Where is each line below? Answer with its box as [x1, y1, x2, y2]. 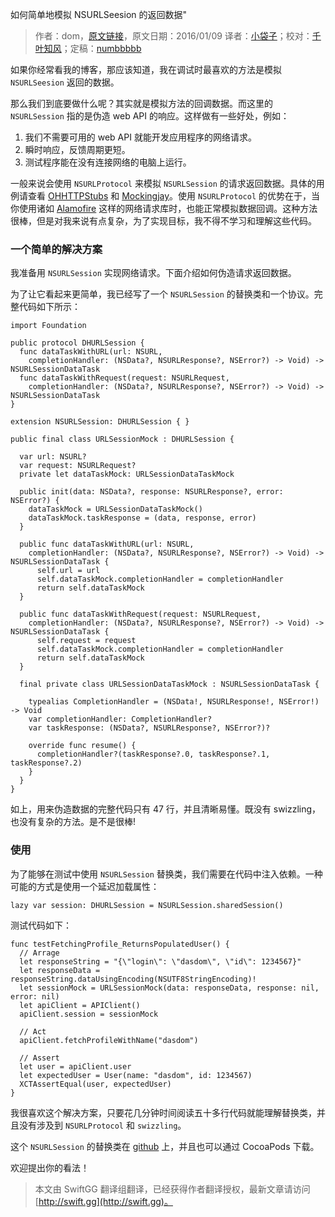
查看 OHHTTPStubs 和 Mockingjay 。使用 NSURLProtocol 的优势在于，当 [27, 190, 320, 202]
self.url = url [36, 566, 101, 576]
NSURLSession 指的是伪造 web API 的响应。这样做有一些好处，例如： [10, 110, 290, 122]
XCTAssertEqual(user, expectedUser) [19, 1079, 172, 1089]
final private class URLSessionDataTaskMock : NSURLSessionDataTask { [19, 679, 320, 690]
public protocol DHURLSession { [10, 338, 145, 348]
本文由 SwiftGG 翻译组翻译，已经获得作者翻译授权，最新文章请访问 [34, 1183, 311, 1195]
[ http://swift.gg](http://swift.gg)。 [34, 1195, 173, 1207]
